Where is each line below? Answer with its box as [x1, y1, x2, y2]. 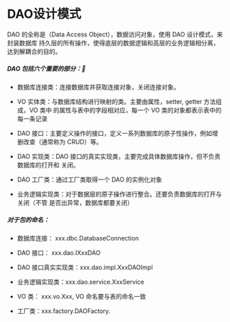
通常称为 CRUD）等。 [41, 138, 103, 146]
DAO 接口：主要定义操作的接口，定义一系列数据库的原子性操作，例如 [16, 129, 213, 137]
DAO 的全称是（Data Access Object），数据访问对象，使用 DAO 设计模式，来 [7, 30, 223, 38]
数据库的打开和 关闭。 [16, 160, 80, 169]
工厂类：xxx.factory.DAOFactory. [16, 306, 111, 315]
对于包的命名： [7, 215, 49, 223]
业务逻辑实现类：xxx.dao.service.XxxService [16, 277, 144, 286]
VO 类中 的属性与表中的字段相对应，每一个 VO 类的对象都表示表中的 [29, 106, 222, 114]
